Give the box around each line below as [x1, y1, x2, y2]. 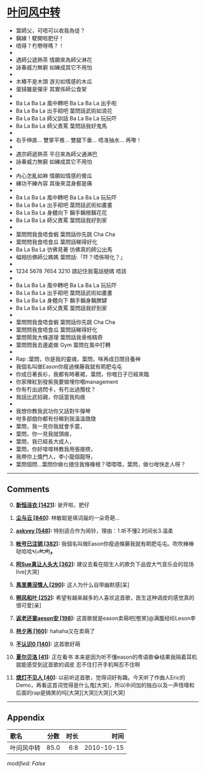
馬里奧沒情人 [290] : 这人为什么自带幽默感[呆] [15, 581, 130, 588]
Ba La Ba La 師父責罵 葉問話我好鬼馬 [15, 122, 108, 130]
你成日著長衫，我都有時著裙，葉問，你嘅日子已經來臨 [15, 370, 150, 378]
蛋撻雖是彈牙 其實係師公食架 [15, 85, 87, 92]
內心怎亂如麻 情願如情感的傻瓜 [15, 172, 92, 179]
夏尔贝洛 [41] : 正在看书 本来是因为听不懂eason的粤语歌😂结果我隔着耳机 [15, 653, 197, 660]
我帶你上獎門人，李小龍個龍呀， [15, 452, 96, 460]
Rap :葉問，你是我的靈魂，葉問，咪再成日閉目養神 [15, 355, 141, 362]
